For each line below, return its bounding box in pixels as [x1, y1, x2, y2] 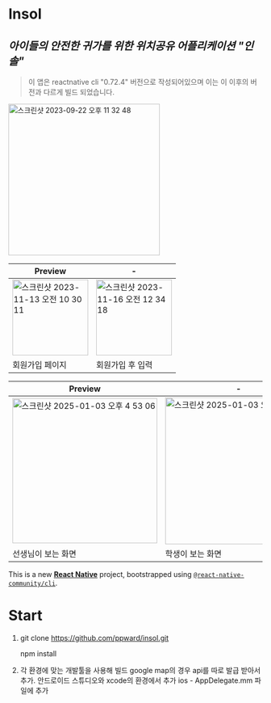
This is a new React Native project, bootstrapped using [8, 570, 192, 579]
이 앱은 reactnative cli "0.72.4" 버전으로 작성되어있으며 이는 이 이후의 [27, 78, 249, 86]
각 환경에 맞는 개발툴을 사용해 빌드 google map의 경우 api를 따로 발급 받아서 [19, 665, 261, 675]
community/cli [8, 579, 56, 587]
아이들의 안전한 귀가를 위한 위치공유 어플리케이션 [8, 39, 236, 53]
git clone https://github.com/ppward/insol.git [19, 633, 169, 642]
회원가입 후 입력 [96, 360, 153, 370]
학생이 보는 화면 [165, 549, 222, 559]
